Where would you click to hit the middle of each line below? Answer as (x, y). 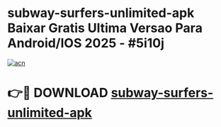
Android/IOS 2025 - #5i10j (86, 43)
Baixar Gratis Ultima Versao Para (105, 28)
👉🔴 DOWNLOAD (58, 93)
